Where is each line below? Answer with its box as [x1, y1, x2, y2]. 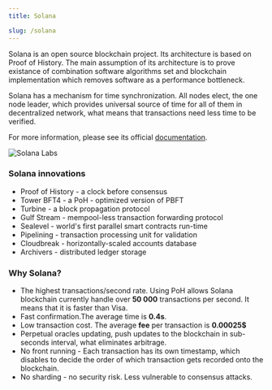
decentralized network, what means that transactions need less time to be [8, 107, 257, 118]
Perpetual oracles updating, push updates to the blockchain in [19, 329, 229, 339]
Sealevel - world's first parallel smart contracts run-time [19, 221, 209, 231]
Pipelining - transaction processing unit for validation [19, 229, 197, 240]
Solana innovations [8, 168, 86, 180]
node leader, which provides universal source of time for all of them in [8, 99, 243, 109]
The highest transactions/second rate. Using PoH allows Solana [19, 286, 234, 296]
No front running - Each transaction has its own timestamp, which [19, 346, 240, 356]
